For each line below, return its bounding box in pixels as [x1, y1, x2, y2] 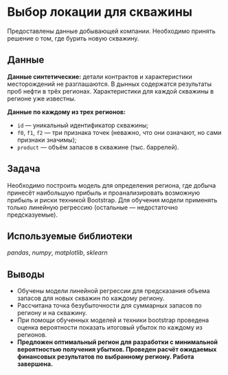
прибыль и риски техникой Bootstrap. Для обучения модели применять [7, 195, 218, 204]
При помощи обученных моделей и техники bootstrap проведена [16, 316, 209, 324]
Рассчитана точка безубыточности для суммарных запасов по [16, 301, 202, 310]
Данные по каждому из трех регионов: [7, 107, 126, 116]
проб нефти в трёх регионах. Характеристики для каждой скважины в [7, 87, 214, 95]
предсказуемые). [7, 211, 58, 219]
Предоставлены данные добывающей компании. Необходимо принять [7, 27, 216, 35]
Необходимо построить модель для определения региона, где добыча [7, 181, 216, 189]
